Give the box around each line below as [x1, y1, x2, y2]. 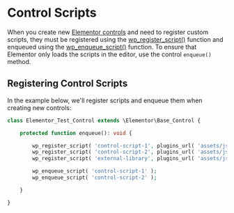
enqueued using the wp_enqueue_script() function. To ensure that [7, 42, 197, 51]
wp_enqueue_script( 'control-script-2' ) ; [32, 174, 157, 181]
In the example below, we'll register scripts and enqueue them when [7, 96, 203, 104]
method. [7, 57, 31, 65]
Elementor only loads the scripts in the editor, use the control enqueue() [7, 50, 212, 58]
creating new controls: [7, 103, 72, 112]
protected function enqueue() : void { [19, 129, 132, 136]
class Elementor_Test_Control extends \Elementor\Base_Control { [7, 117, 201, 124]
